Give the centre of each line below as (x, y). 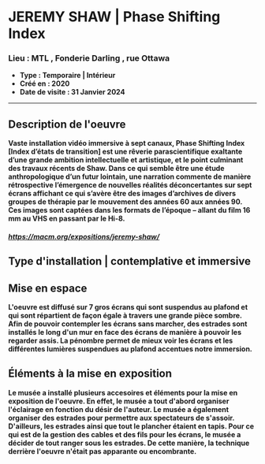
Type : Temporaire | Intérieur (67, 76)
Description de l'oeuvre (67, 124)
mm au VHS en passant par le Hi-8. (67, 219)
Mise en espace (48, 288)
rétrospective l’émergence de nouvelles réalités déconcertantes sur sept (130, 185)
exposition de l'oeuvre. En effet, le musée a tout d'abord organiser (119, 401)
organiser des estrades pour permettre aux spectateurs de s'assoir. (121, 418)
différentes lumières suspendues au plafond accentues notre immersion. (130, 349)
